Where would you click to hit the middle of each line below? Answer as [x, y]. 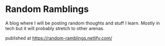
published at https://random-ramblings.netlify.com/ [59, 38]
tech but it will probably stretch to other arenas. [55, 28]
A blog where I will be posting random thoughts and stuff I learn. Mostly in [82, 23]
